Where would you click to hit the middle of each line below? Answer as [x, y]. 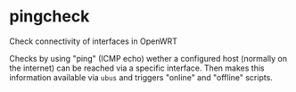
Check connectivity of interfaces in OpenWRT [94, 41]
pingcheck [49, 17]
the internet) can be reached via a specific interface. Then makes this [137, 68]
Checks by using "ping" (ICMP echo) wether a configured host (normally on [148, 58]
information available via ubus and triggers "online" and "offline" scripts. [141, 77]
